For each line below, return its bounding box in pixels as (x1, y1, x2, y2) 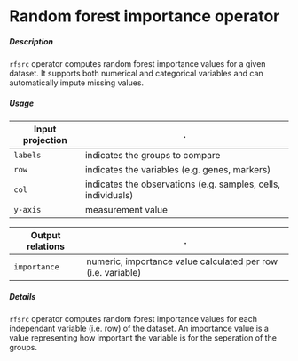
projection (22, 134, 68, 147)
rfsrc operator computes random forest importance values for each (9, 314, 257, 325)
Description (9, 36, 54, 46)
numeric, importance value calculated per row (86, 255, 278, 268)
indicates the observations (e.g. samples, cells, (84, 178, 281, 190)
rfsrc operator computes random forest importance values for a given (9, 59, 266, 69)
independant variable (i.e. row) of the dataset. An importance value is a (9, 323, 269, 334)
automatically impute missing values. (9, 77, 145, 88)
